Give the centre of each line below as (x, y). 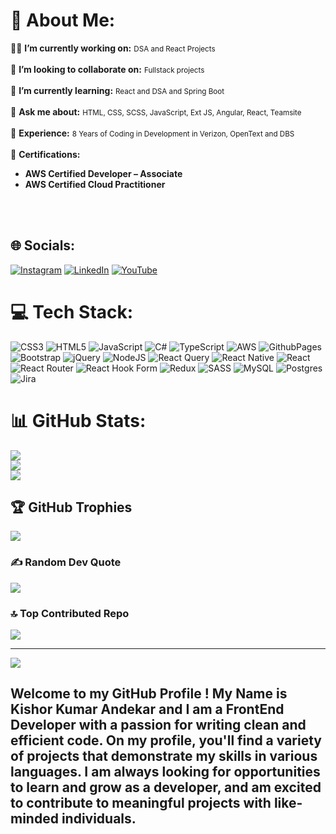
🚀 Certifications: (45, 154)
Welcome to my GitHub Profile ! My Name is (149, 694)
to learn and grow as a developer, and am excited (166, 787)
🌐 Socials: (43, 245)
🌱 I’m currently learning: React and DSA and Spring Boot (117, 90)
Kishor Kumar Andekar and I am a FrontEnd (147, 709)
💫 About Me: (63, 20)
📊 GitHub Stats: (78, 420)
